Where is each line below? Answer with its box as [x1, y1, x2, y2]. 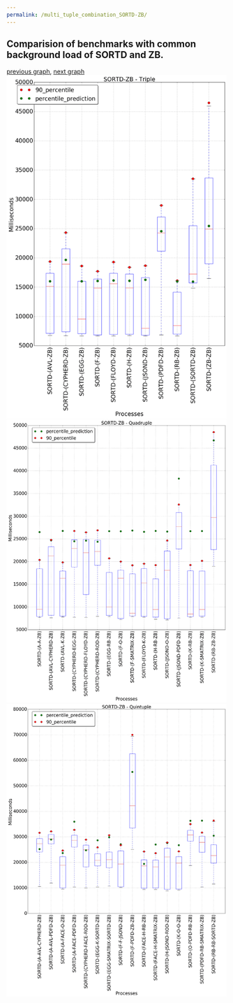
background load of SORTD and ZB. [6, 49, 164, 61]
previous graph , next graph [6, 67, 85, 76]
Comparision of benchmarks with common [6, 38, 197, 50]
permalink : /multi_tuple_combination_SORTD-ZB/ [6, 11, 148, 18]
